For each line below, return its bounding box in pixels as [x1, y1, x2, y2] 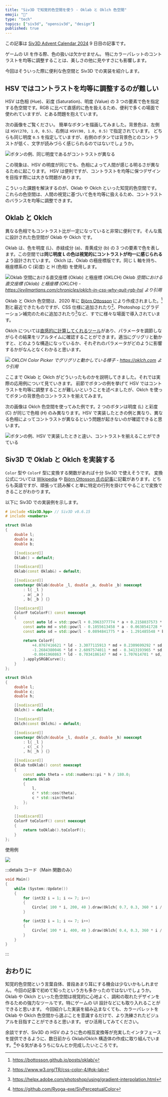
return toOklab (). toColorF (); [23, 828, 86, 833]
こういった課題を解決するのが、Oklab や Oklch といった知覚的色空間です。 [5, 185, 159, 191]
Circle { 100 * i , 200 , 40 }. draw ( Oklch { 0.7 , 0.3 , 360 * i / [31, 905, 162, 910]
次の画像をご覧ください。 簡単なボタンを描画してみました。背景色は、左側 [5, 121, 160, 127]
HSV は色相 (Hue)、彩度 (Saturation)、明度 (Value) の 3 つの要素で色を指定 [5, 98, 159, 104]
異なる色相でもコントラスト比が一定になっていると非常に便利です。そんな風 [5, 228, 162, 234]
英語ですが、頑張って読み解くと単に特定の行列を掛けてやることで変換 [13, 482, 158, 488]
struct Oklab [5, 523, 32, 528]
